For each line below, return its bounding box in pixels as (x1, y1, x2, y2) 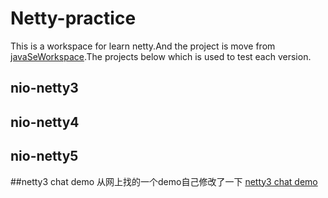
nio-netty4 (10, 113, 80, 131)
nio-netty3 (10, 80, 79, 97)
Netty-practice (10, 7, 137, 30)
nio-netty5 (10, 148, 79, 165)
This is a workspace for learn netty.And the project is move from (10, 40, 276, 52)
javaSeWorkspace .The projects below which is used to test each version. (10, 50, 312, 62)
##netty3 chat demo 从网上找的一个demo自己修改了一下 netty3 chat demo (10, 175, 318, 187)
